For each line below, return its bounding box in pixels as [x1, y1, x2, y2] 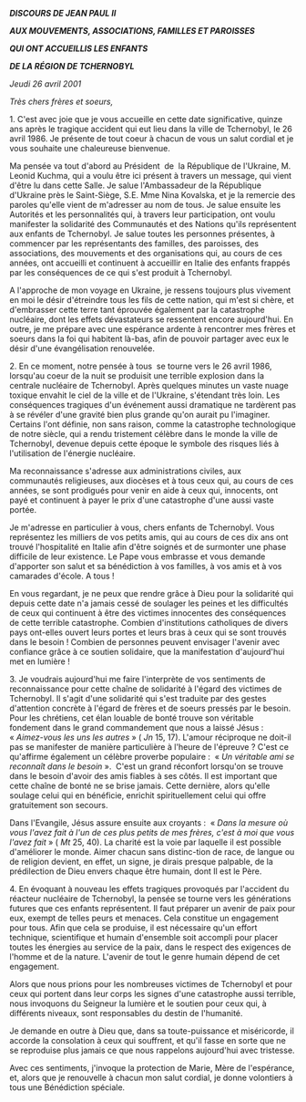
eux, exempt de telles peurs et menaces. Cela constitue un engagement [9, 912, 280, 923]
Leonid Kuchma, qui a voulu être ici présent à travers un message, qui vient [9, 171, 292, 181]
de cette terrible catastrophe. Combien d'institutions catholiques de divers [9, 618, 289, 628]
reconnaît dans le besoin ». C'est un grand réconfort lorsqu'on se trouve [9, 761, 284, 772]
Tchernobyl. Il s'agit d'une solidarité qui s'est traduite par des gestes [9, 693, 267, 703]
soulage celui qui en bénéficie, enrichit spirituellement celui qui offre [9, 790, 267, 801]
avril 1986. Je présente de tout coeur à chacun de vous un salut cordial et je [9, 133, 294, 144]
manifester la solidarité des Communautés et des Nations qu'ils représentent [9, 219, 297, 229]
